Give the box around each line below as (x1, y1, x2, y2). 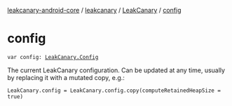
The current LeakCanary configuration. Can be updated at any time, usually (7, 66, 226, 74)
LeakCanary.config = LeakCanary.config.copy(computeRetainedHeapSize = (7, 87, 221, 94)
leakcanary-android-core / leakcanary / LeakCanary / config (7, 6, 182, 14)
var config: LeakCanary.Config (7, 53, 99, 60)
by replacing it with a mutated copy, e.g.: (7, 73, 125, 81)
